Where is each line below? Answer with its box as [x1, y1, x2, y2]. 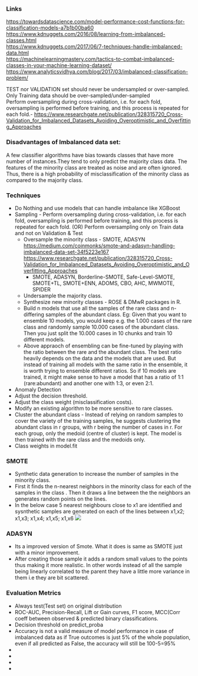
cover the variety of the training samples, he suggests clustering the [14, 417, 181, 424]
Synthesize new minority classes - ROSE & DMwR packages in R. [23, 298, 181, 305]
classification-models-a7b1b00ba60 [6, 24, 94, 31]
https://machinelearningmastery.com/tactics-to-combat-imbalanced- [6, 55, 175, 63]
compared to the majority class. [6, 176, 84, 184]
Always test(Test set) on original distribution [14, 602, 122, 609]
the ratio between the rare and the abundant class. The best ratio [23, 348, 181, 355]
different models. [23, 336, 65, 343]
